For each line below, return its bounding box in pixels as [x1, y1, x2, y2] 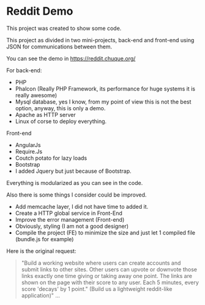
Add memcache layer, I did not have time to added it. [15, 203, 149, 210]
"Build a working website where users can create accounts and [21, 259, 181, 266]
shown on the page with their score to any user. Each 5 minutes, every [21, 279, 199, 286]
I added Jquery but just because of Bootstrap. [15, 167, 132, 175]
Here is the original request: [6, 247, 76, 255]
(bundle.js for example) [15, 235, 74, 243]
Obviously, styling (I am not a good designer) [15, 222, 129, 230]
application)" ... [21, 292, 60, 299]
